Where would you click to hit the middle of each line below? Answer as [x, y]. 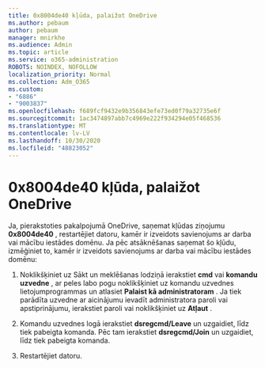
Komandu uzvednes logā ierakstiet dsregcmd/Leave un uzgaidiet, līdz [134, 324]
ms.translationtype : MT [47, 126]
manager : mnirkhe [37, 38]
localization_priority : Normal [60, 74]
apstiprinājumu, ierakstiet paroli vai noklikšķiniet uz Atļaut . [115, 309]
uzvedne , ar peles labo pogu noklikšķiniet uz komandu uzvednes [127, 283]
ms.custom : [26, 89]
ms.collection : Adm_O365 [49, 82]
